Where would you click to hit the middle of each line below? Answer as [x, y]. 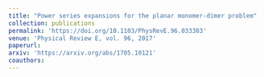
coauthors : [27, 61]
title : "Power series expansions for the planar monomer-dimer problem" [133, 16]
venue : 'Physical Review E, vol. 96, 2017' [82, 38]
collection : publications [52, 23]
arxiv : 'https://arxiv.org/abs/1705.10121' [82, 53]
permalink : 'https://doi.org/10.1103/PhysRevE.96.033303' [107, 30]
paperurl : [25, 46]
